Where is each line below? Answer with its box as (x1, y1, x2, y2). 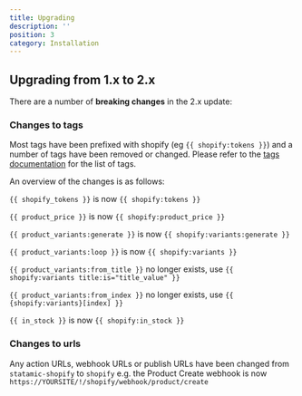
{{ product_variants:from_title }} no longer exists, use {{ (9, 264, 234, 275)
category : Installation (9, 38, 100, 48)
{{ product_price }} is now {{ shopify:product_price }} (9, 211, 225, 222)
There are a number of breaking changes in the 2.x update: (9, 96, 233, 107)
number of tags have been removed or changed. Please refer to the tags (9, 149, 280, 159)
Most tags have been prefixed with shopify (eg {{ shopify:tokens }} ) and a (9, 140, 293, 150)
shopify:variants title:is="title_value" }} (9, 274, 180, 283)
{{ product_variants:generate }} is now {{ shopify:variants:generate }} (9, 228, 290, 240)
